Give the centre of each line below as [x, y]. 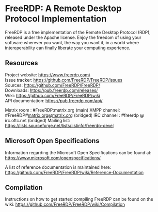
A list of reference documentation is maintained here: [58, 167]
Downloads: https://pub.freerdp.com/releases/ [51, 90]
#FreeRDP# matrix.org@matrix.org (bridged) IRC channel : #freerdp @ [75, 115]
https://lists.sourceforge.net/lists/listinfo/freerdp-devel [59, 125]
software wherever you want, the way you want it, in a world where [72, 42]
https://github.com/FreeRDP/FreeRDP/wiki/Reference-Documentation [74, 172]
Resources [22, 63]
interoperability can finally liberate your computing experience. [68, 48]
